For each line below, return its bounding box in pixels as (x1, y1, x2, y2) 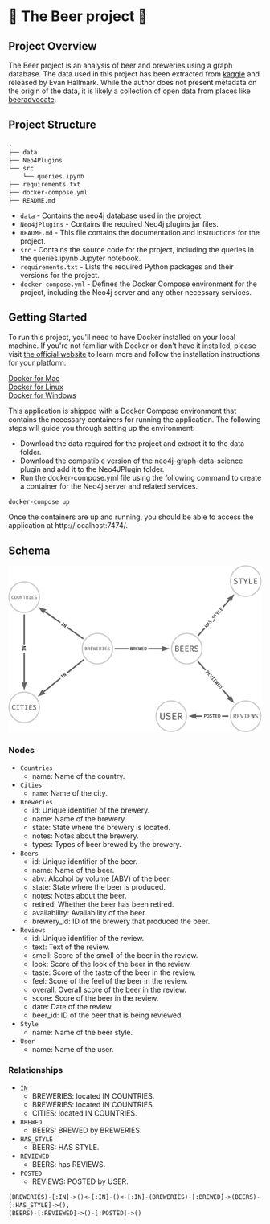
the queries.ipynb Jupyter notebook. (19, 253, 141, 263)
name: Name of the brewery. (31, 813, 127, 823)
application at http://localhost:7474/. (8, 520, 129, 530)
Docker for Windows (8, 390, 76, 400)
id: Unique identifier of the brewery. (31, 805, 150, 815)
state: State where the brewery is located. (31, 822, 170, 832)
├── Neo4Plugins (8, 156, 63, 164)
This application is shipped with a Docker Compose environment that (8, 406, 237, 416)
